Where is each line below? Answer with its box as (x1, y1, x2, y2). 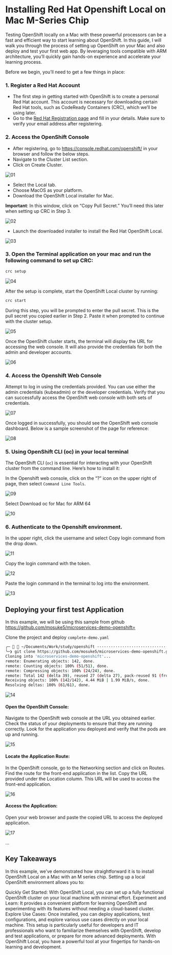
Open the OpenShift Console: (5, 704, 69, 710)
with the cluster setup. (5, 318, 53, 325)
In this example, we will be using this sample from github (5, 619, 125, 625)
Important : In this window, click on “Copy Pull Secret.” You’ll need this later (5, 202, 164, 209)
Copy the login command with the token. (5, 561, 91, 567)
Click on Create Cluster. (12, 161, 63, 168)
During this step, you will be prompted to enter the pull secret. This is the (5, 307, 159, 313)
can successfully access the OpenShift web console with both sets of (5, 394, 153, 401)
